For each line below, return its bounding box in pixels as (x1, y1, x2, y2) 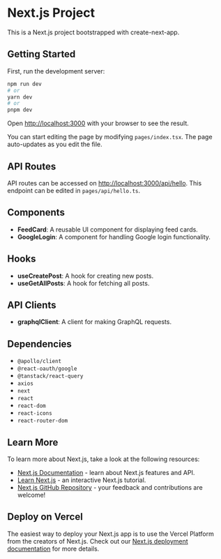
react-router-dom (17, 418, 68, 425)
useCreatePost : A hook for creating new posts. (17, 271, 154, 280)
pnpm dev (7, 106, 33, 113)
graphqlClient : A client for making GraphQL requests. (17, 318, 172, 326)
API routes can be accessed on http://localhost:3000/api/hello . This (7, 178, 202, 187)
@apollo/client (17, 358, 62, 365)
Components (7, 206, 65, 218)
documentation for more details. (7, 544, 100, 553)
